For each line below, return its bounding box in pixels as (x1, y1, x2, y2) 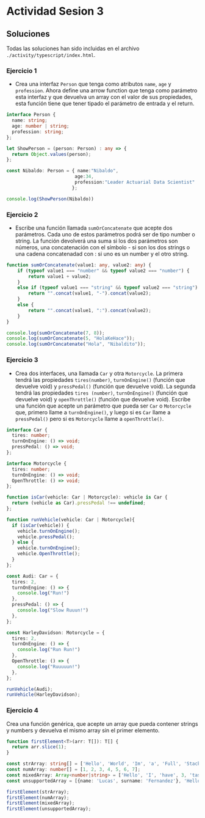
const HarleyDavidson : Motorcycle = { (6, 629, 105, 636)
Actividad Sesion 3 (6, 4, 104, 18)
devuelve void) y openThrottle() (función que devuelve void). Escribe (15, 395, 191, 403)
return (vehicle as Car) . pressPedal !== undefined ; (12, 500, 146, 506)
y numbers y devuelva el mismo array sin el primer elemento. (6, 726, 160, 734)
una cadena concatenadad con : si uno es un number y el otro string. (15, 250, 189, 257)
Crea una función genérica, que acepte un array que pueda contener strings (6, 720, 198, 728)
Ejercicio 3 (6, 356, 38, 364)
